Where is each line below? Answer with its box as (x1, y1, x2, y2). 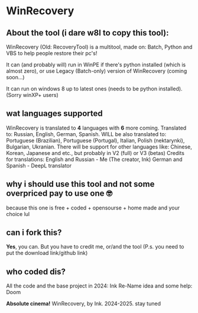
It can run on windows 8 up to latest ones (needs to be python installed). (6, 85, 183, 92)
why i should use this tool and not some (6, 179, 155, 189)
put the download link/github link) (6, 250, 88, 257)
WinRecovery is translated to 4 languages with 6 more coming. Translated (6, 124, 187, 131)
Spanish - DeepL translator (6, 162, 72, 169)
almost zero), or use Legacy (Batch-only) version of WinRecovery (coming (6, 67, 187, 75)
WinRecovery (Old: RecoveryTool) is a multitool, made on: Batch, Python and (6, 43, 193, 50)
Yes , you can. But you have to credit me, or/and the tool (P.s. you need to (6, 243, 184, 250)
